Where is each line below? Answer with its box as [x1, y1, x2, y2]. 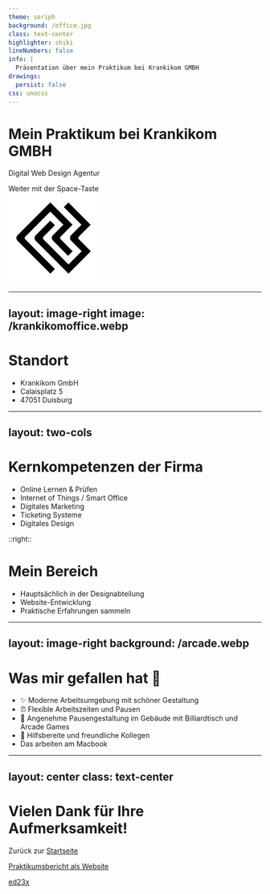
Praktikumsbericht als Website [8, 861, 109, 871]
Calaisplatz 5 [19, 386, 63, 396]
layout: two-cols [8, 426, 92, 439]
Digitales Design [19, 519, 75, 529]
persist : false [15, 80, 67, 88]
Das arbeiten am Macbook [19, 739, 108, 749]
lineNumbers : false [8, 47, 74, 55]
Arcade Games [19, 722, 70, 732]
